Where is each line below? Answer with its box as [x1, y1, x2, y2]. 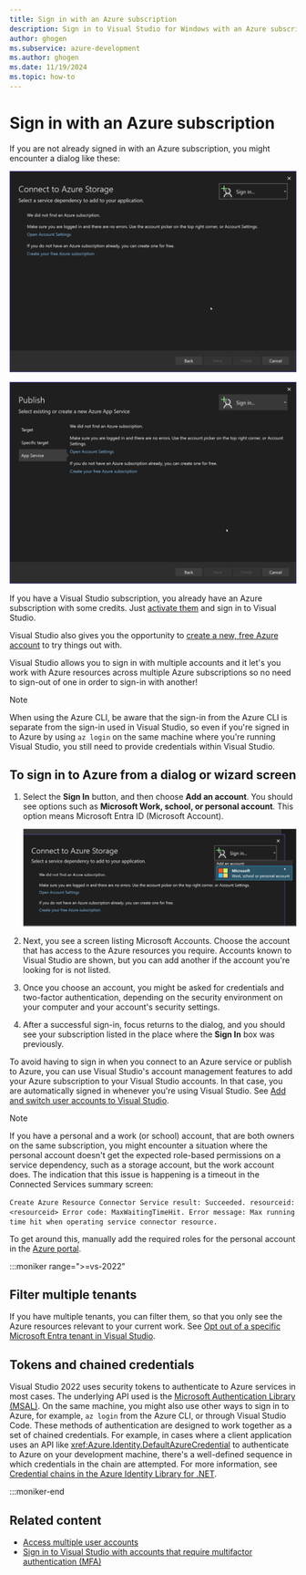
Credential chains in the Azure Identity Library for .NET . [9, 1468, 217, 1479]
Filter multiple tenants [9, 1287, 138, 1303]
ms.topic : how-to [9, 73, 76, 82]
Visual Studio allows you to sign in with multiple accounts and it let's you [9, 657, 281, 668]
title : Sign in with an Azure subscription [9, 15, 178, 24]
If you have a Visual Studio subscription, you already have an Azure [9, 593, 262, 604]
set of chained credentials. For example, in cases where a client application [9, 1430, 292, 1441]
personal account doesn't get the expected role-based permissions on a [9, 1149, 281, 1160]
